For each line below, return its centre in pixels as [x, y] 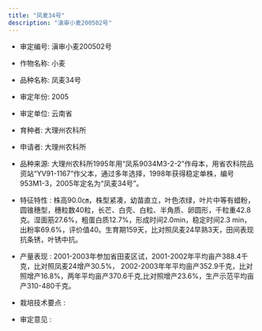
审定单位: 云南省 [46, 113]
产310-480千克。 [47, 285]
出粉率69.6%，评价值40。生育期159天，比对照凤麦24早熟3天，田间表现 [137, 229]
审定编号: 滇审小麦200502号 [65, 46]
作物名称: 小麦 [42, 63]
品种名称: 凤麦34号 [50, 80]
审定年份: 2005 [44, 96]
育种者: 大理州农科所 [53, 130]
